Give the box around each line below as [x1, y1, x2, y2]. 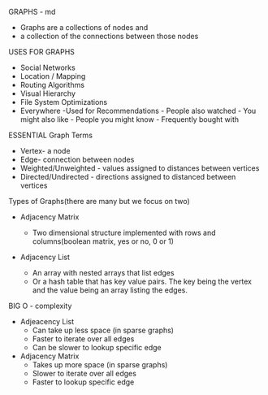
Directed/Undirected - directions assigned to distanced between [19, 172, 236, 181]
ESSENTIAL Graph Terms [8, 130, 93, 140]
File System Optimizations [19, 98, 108, 106]
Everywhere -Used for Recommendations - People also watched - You [19, 106, 257, 115]
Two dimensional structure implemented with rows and [32, 228, 217, 237]
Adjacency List [19, 252, 71, 262]
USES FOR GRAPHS [8, 47, 76, 56]
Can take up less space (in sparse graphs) [32, 325, 175, 335]
